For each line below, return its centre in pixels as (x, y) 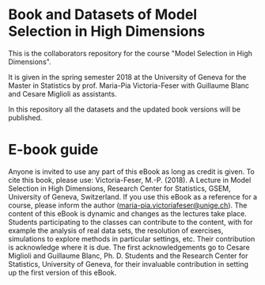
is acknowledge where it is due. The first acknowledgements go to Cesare (129, 247)
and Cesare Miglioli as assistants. (62, 93)
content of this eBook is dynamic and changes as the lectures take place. (128, 213)
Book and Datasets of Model (103, 15)
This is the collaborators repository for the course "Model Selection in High (131, 53)
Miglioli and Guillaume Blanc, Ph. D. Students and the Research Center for (128, 256)
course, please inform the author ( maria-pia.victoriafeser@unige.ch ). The (128, 205)
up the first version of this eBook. (62, 272)
